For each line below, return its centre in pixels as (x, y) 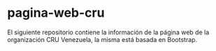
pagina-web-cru (56, 13)
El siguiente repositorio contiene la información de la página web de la (108, 32)
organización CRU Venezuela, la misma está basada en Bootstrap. (102, 39)
